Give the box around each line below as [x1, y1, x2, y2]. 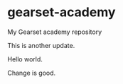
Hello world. [7, 54, 43, 64]
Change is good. [7, 68, 56, 77]
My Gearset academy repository [7, 28, 102, 36]
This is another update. [7, 41, 75, 49]
